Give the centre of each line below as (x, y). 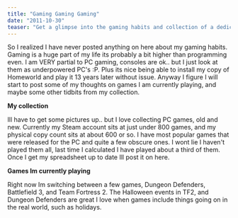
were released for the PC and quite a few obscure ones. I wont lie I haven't (116, 142)
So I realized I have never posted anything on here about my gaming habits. (118, 47)
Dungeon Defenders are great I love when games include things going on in (118, 200)
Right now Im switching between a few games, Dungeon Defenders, (106, 185)
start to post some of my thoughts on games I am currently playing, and (112, 85)
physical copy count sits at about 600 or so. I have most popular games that (118, 134)
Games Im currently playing (49, 171)
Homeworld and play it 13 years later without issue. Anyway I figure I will (113, 77)
